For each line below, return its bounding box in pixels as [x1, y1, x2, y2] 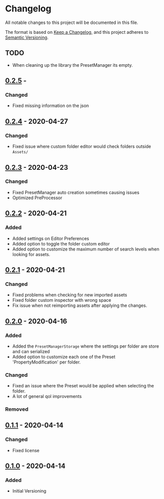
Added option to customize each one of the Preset [12, 354, 115, 360]
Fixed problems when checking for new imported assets [12, 292, 127, 298]
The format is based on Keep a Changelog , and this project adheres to [5, 29, 149, 35]
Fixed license [12, 447, 40, 453]
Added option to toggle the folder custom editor [12, 241, 110, 247]
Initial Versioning [12, 488, 47, 494]
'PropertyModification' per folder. [12, 359, 81, 365]
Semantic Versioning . [5, 34, 49, 40]
